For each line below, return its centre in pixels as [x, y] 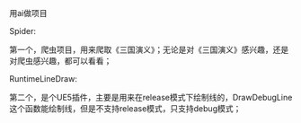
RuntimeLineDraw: [44, 79]
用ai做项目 [28, 13]
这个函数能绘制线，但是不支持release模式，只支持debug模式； [125, 109]
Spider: [22, 31]
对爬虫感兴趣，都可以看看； [61, 61]
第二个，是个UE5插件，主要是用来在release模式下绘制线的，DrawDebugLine [151, 97]
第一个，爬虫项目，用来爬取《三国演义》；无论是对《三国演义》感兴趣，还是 [149, 49]
